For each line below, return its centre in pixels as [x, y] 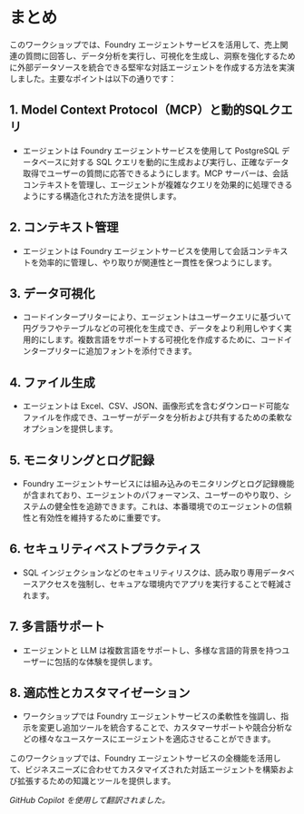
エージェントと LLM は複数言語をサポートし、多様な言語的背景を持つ [152, 650]
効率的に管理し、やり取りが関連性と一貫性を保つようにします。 [157, 262]
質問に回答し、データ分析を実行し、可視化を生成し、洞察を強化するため [160, 55]
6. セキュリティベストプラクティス [105, 549]
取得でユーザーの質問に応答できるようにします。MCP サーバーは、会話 [155, 173]
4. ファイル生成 [52, 382]
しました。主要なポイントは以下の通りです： [93, 78]
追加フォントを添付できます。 [141, 351]
